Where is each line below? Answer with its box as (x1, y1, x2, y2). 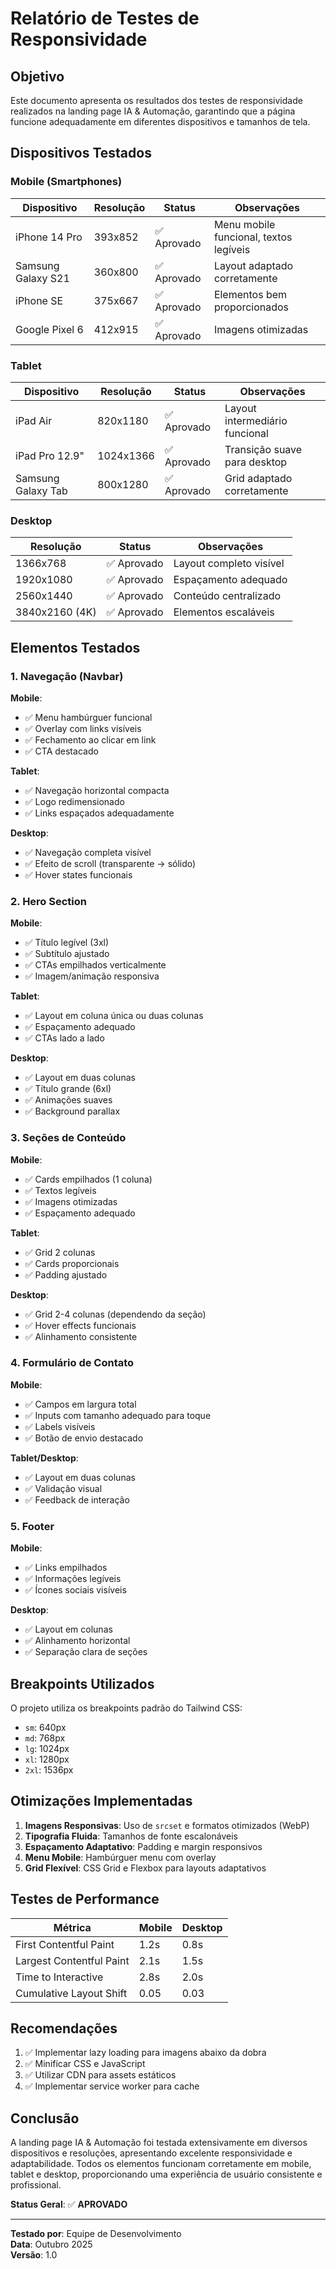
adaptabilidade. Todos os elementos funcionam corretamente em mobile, (10, 2158, 312, 2170)
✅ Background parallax (24, 1105, 121, 1117)
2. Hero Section (10, 894, 87, 908)
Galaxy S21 (15, 271, 70, 285)
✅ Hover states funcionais (24, 868, 133, 881)
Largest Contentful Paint (15, 1953, 130, 1967)
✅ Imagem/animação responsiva (24, 970, 160, 982)
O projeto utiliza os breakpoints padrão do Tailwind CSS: (10, 1702, 243, 1714)
